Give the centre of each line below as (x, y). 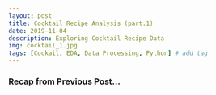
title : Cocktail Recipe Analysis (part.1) (81, 23)
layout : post (30, 16)
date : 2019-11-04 (38, 31)
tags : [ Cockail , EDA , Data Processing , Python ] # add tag (108, 53)
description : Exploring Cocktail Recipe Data (86, 38)
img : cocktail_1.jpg (43, 46)
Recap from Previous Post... (65, 81)
